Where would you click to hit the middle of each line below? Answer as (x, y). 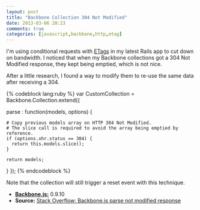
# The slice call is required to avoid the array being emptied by (92, 128)
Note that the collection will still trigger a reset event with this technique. (95, 183)
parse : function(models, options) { (49, 112)
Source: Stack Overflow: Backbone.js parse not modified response (98, 201)
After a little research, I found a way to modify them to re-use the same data (100, 76)
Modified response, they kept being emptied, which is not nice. (84, 64)
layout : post (23, 12)
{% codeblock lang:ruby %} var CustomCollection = (71, 94)
